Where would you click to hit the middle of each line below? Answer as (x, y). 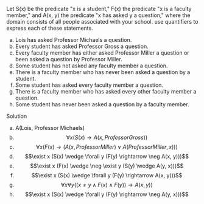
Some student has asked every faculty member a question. (89, 85)
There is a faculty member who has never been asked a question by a (103, 72)
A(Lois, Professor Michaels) (50, 128)
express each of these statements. (50, 28)
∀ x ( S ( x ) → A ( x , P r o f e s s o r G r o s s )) (107, 137)
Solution (17, 116)
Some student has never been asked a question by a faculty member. (102, 104)
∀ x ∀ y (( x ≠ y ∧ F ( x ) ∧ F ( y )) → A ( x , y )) (107, 185)
